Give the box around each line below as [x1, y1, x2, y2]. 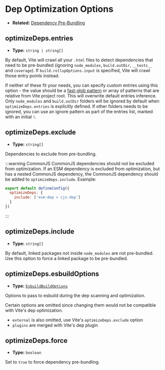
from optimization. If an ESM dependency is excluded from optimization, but [5, 166, 160, 172]
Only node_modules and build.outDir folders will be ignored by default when [5, 98, 160, 104]
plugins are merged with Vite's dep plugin [12, 322, 98, 328]
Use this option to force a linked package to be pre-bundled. [5, 255, 128, 261]
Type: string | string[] [12, 47, 64, 53]
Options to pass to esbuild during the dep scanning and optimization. [5, 292, 146, 298]
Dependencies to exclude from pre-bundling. [5, 151, 97, 157]
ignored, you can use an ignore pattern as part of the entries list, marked [5, 108, 153, 114]
